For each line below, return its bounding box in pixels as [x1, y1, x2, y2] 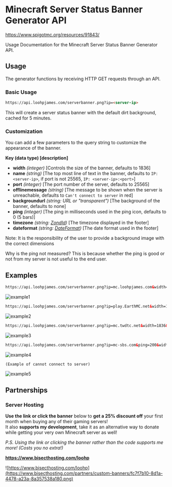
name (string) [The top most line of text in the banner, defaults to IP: [12, 170, 158, 177]
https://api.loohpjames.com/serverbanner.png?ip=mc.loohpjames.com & [5, 285, 155, 290]
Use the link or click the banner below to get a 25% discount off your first [5, 413, 163, 419]
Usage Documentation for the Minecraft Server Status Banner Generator [5, 41, 158, 47]
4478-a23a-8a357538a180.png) [5, 476, 73, 482]
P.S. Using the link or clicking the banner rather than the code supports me [5, 439, 164, 446]
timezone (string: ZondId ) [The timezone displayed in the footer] [12, 220, 149, 226]
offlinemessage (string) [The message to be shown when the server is [12, 187, 163, 193]
